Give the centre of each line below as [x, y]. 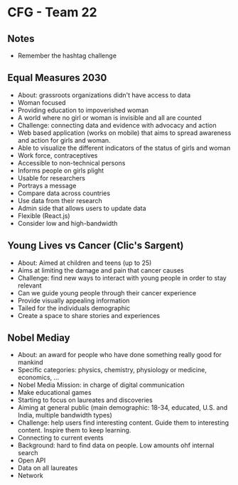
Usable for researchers [51, 178]
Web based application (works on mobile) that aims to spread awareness [124, 133]
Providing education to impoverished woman [83, 110]
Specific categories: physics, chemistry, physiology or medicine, [112, 370]
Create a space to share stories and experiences [89, 315]
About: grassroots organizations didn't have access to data [104, 95]
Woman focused [42, 102]
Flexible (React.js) [44, 216]
